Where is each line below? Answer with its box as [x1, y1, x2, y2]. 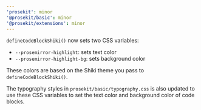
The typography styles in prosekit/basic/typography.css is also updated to [6, 85, 196, 92]
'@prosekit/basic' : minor [6, 15, 72, 21]
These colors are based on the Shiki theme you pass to [6, 67, 145, 74]
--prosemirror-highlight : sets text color [15, 49, 117, 56]
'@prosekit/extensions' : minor [6, 20, 86, 26]
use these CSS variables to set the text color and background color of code [6, 92, 195, 99]
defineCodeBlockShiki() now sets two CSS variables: [6, 37, 139, 44]
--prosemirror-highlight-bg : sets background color [15, 55, 146, 63]
